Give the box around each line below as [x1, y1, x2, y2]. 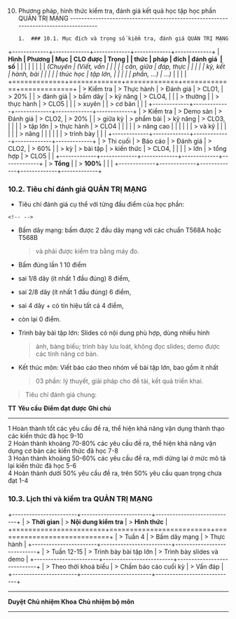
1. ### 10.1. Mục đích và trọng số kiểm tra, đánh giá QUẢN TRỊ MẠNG [18, 35, 229, 42]
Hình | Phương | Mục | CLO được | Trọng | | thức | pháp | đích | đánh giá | [8, 55, 223, 63]
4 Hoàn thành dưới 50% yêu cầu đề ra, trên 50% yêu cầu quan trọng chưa [8, 469, 222, 477]
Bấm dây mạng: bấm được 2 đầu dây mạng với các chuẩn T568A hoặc [18, 226, 221, 234]
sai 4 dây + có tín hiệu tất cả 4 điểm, [18, 302, 124, 310]
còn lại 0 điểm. [18, 315, 62, 324]
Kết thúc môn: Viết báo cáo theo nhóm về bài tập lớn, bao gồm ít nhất [18, 364, 219, 372]
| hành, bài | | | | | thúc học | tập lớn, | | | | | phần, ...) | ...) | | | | [8, 70, 187, 78]
